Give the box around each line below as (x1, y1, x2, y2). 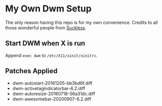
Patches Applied (5, 67, 57, 75)
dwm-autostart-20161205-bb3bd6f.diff (12, 80, 92, 86)
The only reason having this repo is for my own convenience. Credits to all (5, 19, 158, 25)
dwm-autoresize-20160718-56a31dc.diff (12, 91, 95, 97)
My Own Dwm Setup (5, 3, 91, 14)
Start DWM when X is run (5, 39, 85, 48)
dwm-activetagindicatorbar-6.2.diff (12, 85, 85, 91)
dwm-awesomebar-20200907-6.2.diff (12, 96, 91, 102)
